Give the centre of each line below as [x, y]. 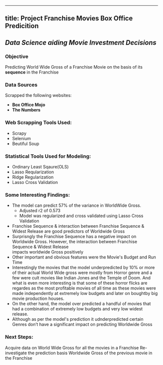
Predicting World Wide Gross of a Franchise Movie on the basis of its [74, 67]
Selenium [21, 138]
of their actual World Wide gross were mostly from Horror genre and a [82, 273]
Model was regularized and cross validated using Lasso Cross [81, 216]
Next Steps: [19, 337]
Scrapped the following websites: [38, 95]
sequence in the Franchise [32, 72]
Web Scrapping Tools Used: [38, 123]
